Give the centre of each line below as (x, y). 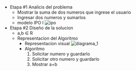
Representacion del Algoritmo (47, 38)
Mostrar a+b (45, 64)
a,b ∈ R (25, 33)
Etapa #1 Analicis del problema (41, 7)
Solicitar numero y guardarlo (61, 54)
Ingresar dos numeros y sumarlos (51, 17)
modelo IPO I (30, 23)
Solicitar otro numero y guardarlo (66, 59)
